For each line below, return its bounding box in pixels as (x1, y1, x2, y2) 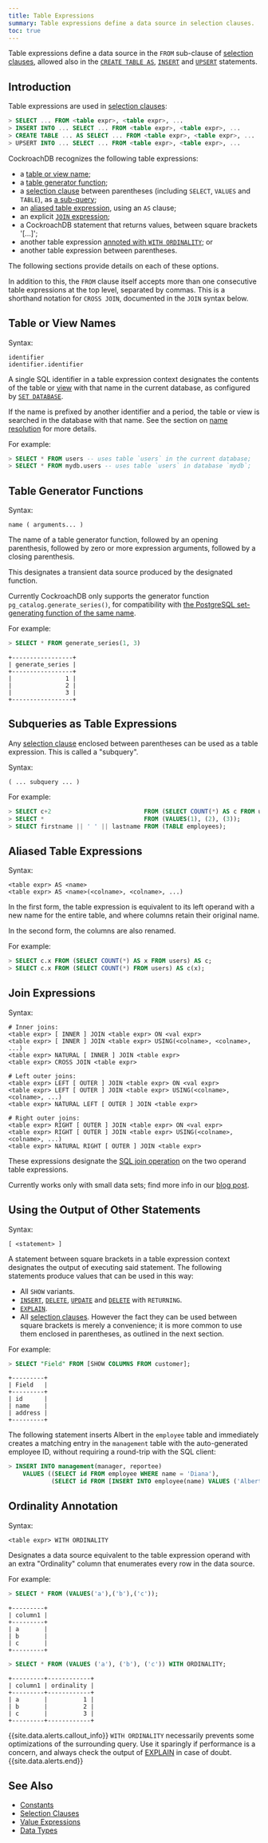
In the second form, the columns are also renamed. (8, 926, 176, 936)
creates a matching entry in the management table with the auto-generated (8, 1439, 249, 1448)
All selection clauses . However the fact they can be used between (19, 1312, 238, 1321)
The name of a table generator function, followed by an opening (8, 535, 219, 544)
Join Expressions (8, 986, 96, 1000)
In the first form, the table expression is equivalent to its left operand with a (8, 902, 255, 912)
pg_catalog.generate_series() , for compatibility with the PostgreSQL (8, 600, 235, 610)
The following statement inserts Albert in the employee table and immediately (8, 1430, 259, 1439)
